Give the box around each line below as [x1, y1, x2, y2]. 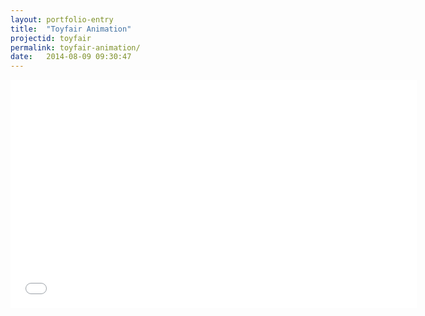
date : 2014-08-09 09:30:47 [10, 52, 132, 62]
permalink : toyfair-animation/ [10, 42, 141, 53]
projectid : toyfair [10, 33, 92, 43]
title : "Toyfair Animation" [10, 24, 132, 34]
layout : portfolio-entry [10, 14, 114, 25]
